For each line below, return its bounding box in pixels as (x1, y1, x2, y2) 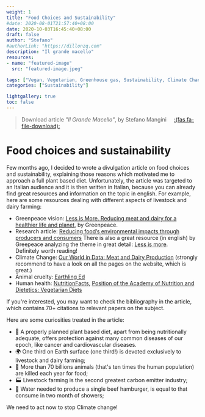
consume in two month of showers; (15, 391, 104, 399)
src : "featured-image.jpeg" (12, 65, 84, 72)
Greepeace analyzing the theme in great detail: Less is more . (15, 241, 168, 248)
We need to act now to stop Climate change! (6, 404, 118, 411)
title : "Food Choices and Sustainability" (6, 15, 116, 21)
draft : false (6, 32, 40, 38)
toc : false (6, 99, 34, 106)
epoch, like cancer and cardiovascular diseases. (15, 341, 137, 348)
